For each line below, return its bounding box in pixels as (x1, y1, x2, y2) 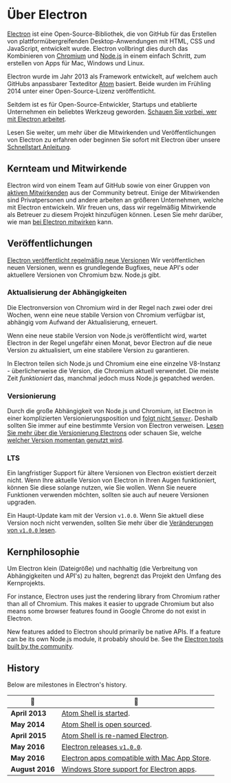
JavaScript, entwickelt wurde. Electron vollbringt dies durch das (7, 44, 188, 52)
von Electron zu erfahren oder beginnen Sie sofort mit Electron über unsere (7, 135, 221, 144)
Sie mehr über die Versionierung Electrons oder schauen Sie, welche (7, 429, 202, 437)
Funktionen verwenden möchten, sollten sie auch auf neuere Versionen (7, 491, 209, 499)
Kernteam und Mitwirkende (7, 163, 127, 175)
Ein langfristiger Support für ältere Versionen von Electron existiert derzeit (7, 469, 217, 477)
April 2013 (10, 709, 47, 718)
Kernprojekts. (7, 579, 45, 587)
